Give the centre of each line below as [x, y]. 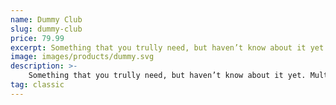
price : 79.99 [37, 38]
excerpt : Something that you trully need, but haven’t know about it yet [167, 47]
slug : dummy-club [46, 29]
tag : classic [37, 85]
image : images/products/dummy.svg [82, 57]
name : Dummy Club [46, 19]
